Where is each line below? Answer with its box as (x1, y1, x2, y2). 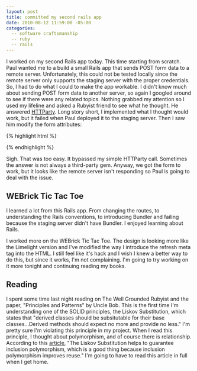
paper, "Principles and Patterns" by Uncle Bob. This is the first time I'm (6, 301, 179, 308)
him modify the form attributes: (6, 121, 82, 128)
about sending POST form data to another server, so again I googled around (6, 89, 191, 96)
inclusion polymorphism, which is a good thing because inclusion (6, 346, 166, 353)
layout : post (6, 8, 38, 15)
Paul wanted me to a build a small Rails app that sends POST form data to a (6, 64, 189, 71)
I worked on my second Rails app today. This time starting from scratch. (6, 57, 182, 65)
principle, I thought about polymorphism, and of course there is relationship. (6, 333, 192, 340)
